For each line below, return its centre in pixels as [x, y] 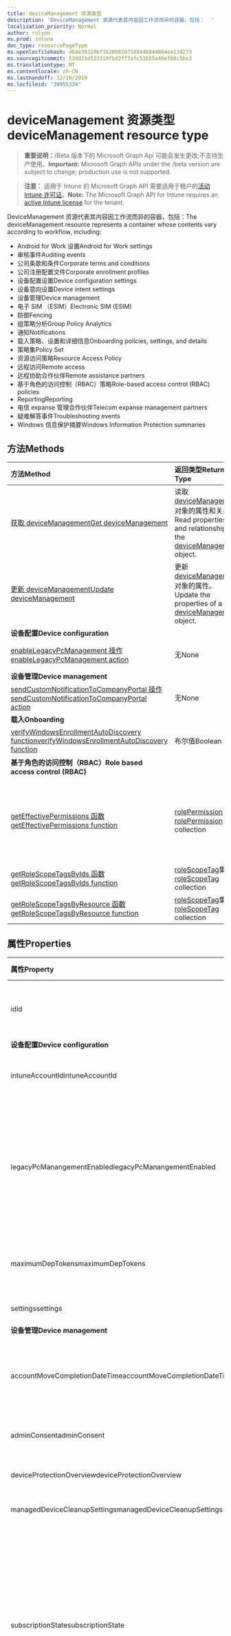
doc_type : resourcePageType [47, 46]
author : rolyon [29, 33]
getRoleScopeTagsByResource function [75, 913]
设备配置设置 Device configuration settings [77, 281]
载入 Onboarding [37, 720]
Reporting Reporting [45, 399]
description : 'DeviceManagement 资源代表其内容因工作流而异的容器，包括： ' [111, 20]
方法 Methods [36, 448]
